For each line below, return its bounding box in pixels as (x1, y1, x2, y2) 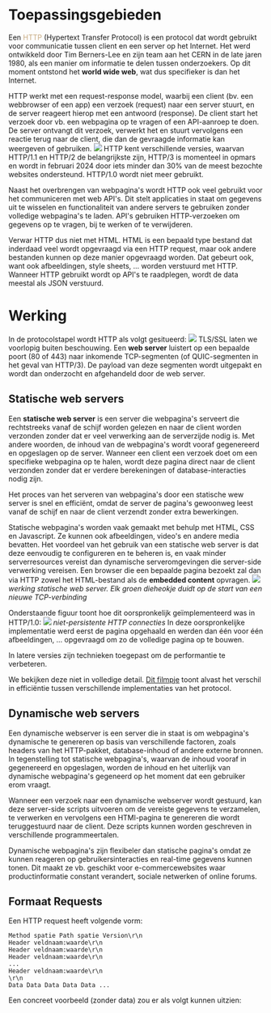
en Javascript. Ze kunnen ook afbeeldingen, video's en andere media (8, 531, 240, 540)
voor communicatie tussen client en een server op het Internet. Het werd (8, 40, 251, 50)
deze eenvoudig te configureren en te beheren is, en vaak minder (8, 548, 227, 557)
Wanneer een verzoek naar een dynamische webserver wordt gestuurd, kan (8, 795, 262, 805)
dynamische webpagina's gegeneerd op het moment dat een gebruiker (8, 771, 246, 781)
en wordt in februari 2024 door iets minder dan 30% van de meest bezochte (8, 160, 263, 171)
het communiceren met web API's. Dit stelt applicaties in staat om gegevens (8, 193, 262, 203)
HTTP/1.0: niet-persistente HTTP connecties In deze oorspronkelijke (8, 617, 245, 627)
